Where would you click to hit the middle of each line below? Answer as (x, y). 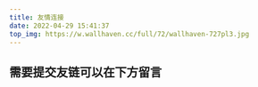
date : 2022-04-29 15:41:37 (59, 26)
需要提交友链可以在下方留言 (86, 72)
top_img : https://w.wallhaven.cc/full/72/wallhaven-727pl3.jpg (129, 34)
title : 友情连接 (37, 17)
